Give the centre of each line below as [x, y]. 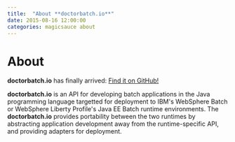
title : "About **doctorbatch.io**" [61, 14]
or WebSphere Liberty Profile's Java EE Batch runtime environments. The [113, 109]
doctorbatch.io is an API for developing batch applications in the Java [109, 94]
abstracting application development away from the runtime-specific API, [113, 124]
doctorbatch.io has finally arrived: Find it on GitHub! [83, 80]
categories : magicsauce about [52, 27]
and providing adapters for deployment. [65, 132]
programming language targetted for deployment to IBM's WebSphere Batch [117, 101]
